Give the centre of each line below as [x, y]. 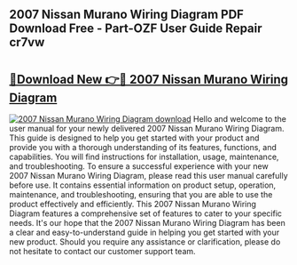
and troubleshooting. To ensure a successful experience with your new [139, 166]
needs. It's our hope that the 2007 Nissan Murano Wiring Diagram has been [147, 223]
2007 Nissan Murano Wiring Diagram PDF [126, 15]
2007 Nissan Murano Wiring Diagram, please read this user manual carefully [148, 176]
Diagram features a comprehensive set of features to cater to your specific [145, 213]
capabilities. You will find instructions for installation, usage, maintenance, [144, 157]
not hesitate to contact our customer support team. [103, 251]
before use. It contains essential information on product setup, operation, [143, 185]
